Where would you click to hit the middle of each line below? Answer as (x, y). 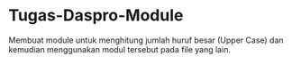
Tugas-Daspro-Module (96, 16)
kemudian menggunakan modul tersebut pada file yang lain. (120, 49)
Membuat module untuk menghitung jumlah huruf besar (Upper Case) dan (146, 40)
